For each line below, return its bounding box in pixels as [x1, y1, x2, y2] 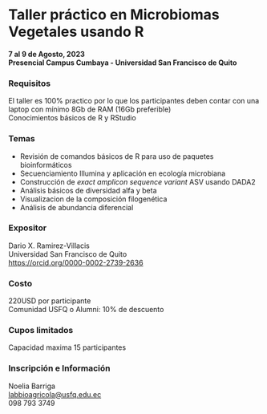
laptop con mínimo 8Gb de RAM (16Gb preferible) [8, 104, 172, 114]
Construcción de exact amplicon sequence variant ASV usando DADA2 [19, 177, 257, 186]
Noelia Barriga [8, 381, 56, 391]
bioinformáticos [19, 160, 72, 169]
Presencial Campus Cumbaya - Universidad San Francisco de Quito [8, 58, 237, 67]
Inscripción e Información [8, 363, 111, 374]
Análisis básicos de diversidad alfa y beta [19, 185, 157, 195]
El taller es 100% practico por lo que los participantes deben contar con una [8, 96, 260, 106]
